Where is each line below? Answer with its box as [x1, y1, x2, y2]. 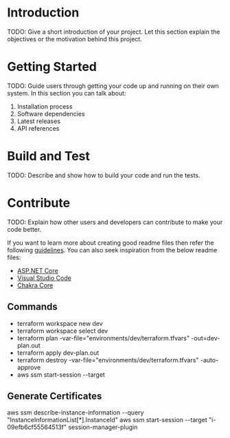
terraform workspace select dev [16, 327, 108, 335]
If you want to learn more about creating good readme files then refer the [7, 239, 214, 247]
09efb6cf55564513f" [7, 423, 67, 431]
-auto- [200, 355, 219, 364]
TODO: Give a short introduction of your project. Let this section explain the [7, 28, 220, 36]
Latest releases [16, 117, 60, 125]
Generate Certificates [7, 390, 102, 402]
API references [16, 124, 60, 132]
